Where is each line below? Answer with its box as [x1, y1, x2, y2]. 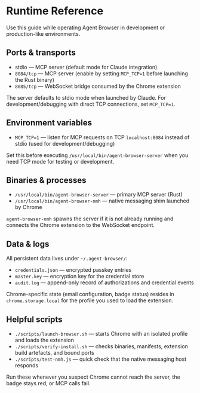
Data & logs [6, 239, 50, 249]
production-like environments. [6, 30, 81, 37]
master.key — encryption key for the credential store [14, 273, 144, 280]
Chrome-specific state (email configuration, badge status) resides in [6, 291, 174, 298]
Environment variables [6, 118, 93, 128]
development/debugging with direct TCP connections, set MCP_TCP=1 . [6, 100, 176, 108]
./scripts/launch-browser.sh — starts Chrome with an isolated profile [14, 330, 188, 337]
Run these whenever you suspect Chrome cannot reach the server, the [6, 373, 180, 380]
